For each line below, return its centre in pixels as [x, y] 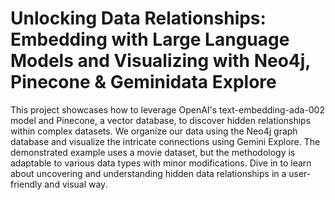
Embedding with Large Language [150, 39]
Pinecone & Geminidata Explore [143, 82]
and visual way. [76, 184]
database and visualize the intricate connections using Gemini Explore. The [165, 141]
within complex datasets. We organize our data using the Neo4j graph [154, 131]
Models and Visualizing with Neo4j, [160, 61]
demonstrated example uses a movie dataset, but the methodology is [153, 152]
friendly [26, 184]
